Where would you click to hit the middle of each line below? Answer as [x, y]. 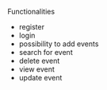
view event [36, 69]
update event [40, 78]
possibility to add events [59, 44]
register [32, 27]
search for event [46, 52]
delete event [39, 61]
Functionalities [31, 12]
